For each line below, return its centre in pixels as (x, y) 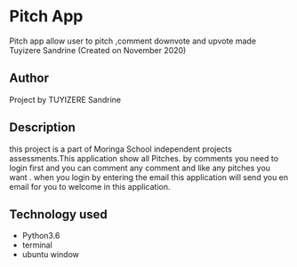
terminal (37, 245)
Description (42, 127)
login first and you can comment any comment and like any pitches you (140, 168)
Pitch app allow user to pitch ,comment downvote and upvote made (132, 41)
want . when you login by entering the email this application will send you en (149, 177)
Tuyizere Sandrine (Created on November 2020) (98, 50)
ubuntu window (51, 255)
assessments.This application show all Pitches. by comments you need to (144, 158)
